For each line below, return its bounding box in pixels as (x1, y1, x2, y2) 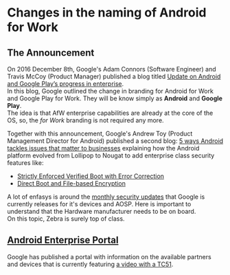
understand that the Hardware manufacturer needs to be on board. (7, 208, 196, 215)
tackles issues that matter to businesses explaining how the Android (7, 144, 200, 152)
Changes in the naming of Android (7, 5, 207, 21)
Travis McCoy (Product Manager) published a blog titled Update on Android (7, 72, 221, 80)
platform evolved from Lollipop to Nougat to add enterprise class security (7, 151, 215, 159)
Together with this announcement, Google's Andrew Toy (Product (7, 129, 193, 137)
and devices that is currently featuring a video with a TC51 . (7, 260, 174, 268)
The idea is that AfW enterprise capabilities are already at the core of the (7, 109, 214, 117)
